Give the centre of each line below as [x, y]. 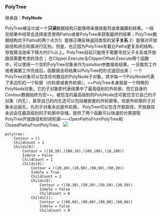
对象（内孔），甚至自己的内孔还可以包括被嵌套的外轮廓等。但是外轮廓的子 [78, 101]
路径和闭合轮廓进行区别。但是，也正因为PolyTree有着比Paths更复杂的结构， [81, 46]
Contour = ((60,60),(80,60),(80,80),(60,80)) [86, 202]
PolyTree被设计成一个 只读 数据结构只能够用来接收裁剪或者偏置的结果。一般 [79, 28]
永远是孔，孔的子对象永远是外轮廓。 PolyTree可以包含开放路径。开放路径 [82, 107]
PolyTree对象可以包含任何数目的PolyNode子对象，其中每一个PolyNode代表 [80, 77]
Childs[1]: [42, 198]
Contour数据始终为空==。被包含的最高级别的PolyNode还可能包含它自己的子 [81, 95]
